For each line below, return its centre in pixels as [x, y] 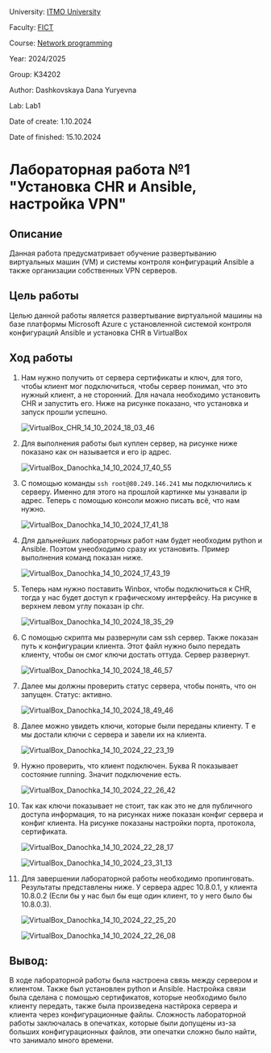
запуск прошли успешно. [64, 412]
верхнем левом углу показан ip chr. [82, 606]
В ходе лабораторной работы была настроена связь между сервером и [133, 980]
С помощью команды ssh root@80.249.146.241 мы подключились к [136, 483]
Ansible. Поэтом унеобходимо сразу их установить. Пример [125, 548]
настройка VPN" [68, 204]
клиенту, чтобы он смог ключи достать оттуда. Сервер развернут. [135, 654]
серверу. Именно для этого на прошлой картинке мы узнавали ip [134, 492]
